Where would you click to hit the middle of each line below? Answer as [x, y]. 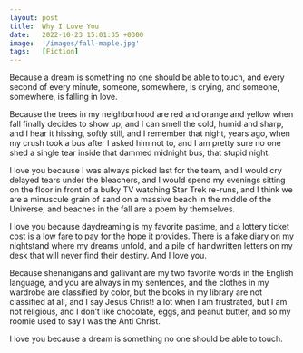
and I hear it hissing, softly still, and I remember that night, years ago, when [150, 133]
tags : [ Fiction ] [44, 52]
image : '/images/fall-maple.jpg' [75, 43]
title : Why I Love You [54, 26]
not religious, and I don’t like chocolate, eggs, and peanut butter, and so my [150, 312]
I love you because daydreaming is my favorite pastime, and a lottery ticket [150, 227]
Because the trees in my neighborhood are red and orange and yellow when [151, 114]
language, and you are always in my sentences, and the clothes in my [139, 283]
